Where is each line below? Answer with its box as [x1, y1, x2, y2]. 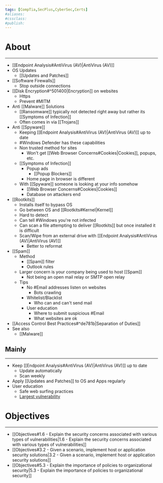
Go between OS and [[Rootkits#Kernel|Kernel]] [19, 207, 113, 213]
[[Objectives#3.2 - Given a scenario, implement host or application [12, 447, 146, 452]
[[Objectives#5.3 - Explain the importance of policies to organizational [12, 462, 152, 468]
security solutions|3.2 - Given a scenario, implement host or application [12, 452, 155, 458]
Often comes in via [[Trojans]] [19, 119, 79, 125]
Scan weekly [19, 373, 45, 378]
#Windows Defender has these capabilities [19, 140, 105, 146]
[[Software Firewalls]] [12, 78, 56, 84]
